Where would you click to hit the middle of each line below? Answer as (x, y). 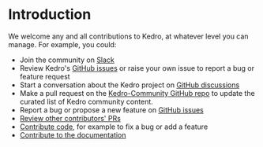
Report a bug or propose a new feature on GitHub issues (111, 110)
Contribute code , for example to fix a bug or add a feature (114, 127)
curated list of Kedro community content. (86, 101)
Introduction (50, 15)
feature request (45, 76)
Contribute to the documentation (73, 134)
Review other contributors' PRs (70, 118)
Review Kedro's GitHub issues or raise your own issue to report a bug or (137, 68)
